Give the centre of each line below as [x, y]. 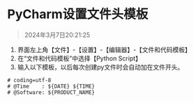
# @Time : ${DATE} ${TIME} [51, 86]
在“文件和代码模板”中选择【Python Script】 [79, 58]
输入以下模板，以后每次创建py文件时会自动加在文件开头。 [100, 67]
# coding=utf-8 [29, 80]
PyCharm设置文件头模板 [78, 14]
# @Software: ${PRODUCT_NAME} [51, 92]
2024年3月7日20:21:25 [57, 35]
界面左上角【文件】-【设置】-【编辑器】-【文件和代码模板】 [104, 49]
